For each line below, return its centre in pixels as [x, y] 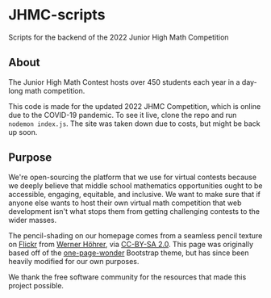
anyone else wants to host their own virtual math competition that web [125, 203]
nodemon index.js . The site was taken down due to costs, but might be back [134, 124]
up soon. [23, 132]
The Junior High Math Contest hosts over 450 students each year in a [124, 82]
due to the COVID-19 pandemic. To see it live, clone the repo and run [123, 115]
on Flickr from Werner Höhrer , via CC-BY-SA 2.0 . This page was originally [131, 244]
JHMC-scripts [57, 15]
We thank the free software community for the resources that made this [127, 277]
